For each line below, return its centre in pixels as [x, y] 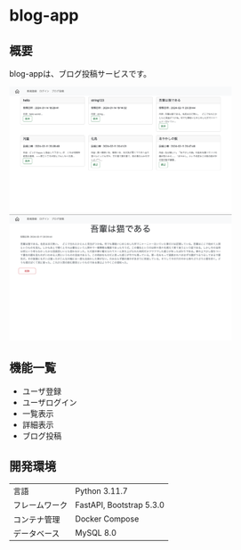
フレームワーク [40, 505]
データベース [36, 533]
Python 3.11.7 [101, 490]
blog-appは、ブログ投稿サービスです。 [80, 74]
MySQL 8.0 [96, 533]
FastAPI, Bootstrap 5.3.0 [120, 505]
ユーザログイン [49, 402]
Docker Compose [107, 519]
